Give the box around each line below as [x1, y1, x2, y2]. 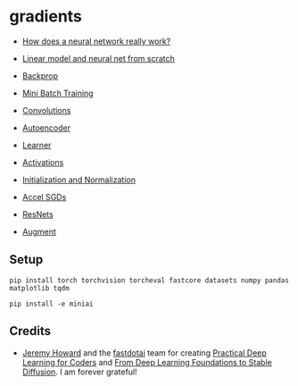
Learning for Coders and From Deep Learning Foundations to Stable [21, 357, 272, 367]
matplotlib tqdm [9, 283, 70, 292]
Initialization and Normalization [21, 174, 137, 185]
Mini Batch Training [21, 88, 94, 98]
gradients [9, 6, 83, 27]
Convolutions [21, 105, 71, 115]
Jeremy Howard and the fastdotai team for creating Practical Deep [21, 347, 268, 358]
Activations [21, 156, 64, 167]
